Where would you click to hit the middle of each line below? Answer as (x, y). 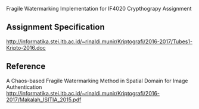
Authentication (24, 87)
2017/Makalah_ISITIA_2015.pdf (44, 100)
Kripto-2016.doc (26, 47)
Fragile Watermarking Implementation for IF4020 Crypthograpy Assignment (99, 9)
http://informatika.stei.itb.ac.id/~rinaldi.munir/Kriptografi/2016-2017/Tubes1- (99, 41)
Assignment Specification (56, 27)
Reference (26, 67)
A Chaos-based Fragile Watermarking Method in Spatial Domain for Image (97, 81)
